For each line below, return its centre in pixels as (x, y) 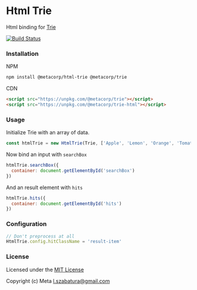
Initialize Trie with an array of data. (48, 133)
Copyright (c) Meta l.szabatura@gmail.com (58, 281)
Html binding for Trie (31, 27)
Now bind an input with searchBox (47, 154)
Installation (23, 53)
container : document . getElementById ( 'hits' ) (67, 204)
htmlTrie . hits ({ (26, 198)
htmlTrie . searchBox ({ (33, 166)
